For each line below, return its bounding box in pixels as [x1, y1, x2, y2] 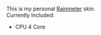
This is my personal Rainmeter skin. [6, 5, 96, 12]
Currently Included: [6, 11, 55, 19]
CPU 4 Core [15, 24, 46, 30]
